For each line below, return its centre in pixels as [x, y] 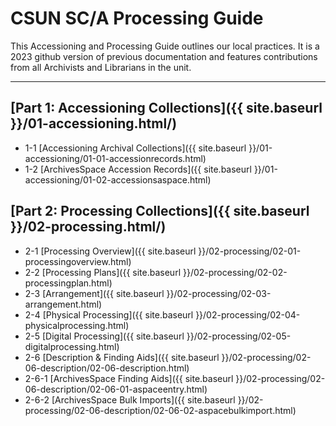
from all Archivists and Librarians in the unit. [101, 67]
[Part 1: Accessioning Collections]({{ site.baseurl [166, 108]
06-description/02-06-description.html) [107, 368]
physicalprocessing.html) [77, 325]
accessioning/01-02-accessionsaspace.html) [118, 179]
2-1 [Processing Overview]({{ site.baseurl [110, 251]
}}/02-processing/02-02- [235, 272]
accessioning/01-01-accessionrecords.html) [115, 158]
